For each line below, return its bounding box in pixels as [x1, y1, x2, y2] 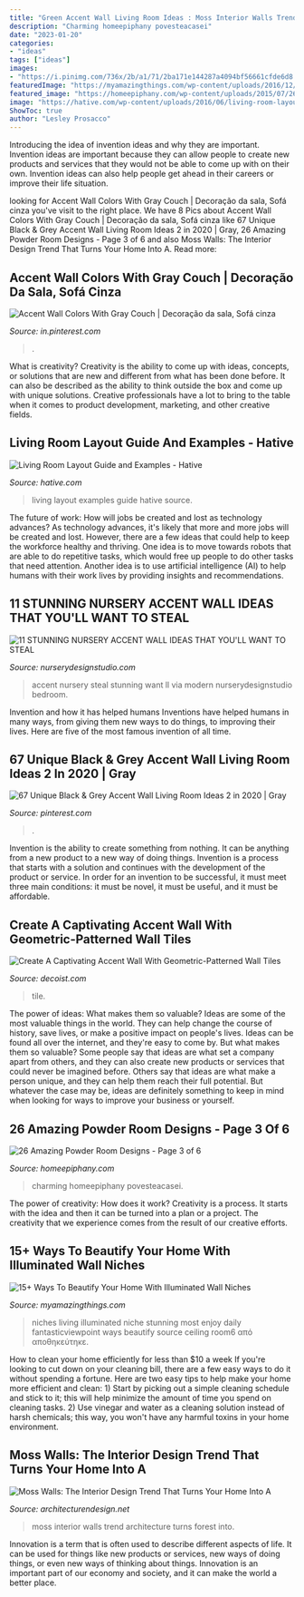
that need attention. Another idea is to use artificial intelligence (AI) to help [9, 560, 287, 571]
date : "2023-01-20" [9, 30, 83, 39]
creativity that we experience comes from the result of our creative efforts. [9, 1217, 288, 1228]
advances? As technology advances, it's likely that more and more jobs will [9, 521, 290, 532]
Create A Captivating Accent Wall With [9, 917, 233, 932]
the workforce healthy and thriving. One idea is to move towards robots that [9, 540, 291, 551]
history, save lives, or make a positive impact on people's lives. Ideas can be [9, 1027, 294, 1038]
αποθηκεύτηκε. [31, 1336, 89, 1347]
